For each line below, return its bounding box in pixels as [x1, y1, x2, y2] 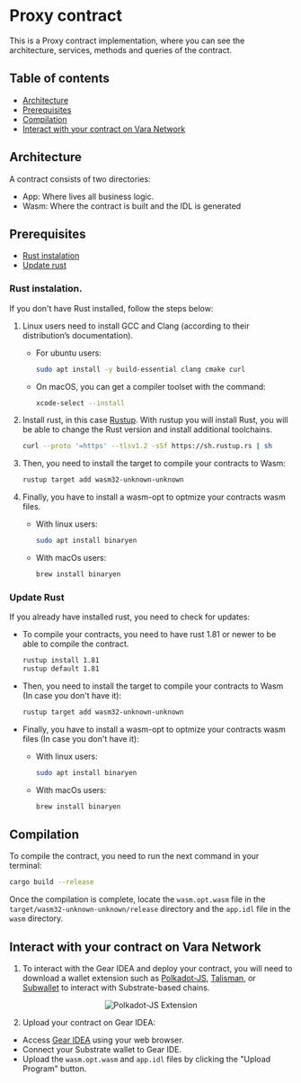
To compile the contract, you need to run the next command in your [9, 851, 260, 862]
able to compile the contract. [22, 638, 129, 649]
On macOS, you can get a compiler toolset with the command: [35, 381, 267, 392]
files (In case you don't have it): [22, 733, 139, 744]
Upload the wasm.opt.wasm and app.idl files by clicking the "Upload [22, 1054, 271, 1065]
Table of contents [9, 71, 110, 86]
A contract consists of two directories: [9, 173, 151, 185]
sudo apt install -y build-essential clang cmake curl [35, 365, 245, 374]
